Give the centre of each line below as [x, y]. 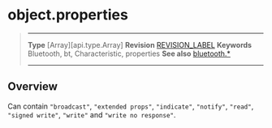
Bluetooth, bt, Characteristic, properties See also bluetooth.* [129, 53]
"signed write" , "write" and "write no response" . [92, 114]
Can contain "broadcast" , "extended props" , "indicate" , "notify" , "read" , [131, 106]
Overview [33, 87]
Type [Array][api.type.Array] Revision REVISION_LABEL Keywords [140, 45]
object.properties [68, 15]
